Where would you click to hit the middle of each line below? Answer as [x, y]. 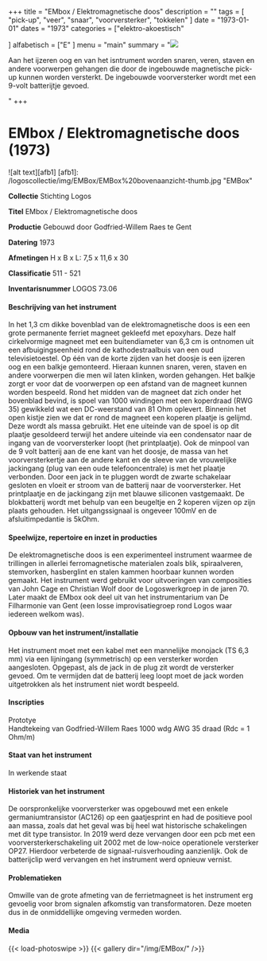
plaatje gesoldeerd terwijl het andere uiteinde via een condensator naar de [130, 435]
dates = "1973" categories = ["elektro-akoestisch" [102, 28]
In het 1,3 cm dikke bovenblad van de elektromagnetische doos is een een [129, 325]
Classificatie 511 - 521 [44, 273]
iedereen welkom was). [46, 614]
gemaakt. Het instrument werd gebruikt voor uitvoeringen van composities [130, 580]
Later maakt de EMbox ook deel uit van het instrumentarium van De [118, 597]
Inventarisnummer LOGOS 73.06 [63, 288]
